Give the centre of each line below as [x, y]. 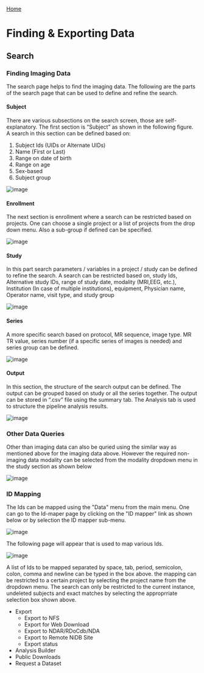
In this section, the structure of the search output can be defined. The [94, 386]
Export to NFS [42, 618]
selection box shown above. [41, 600]
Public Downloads [38, 657]
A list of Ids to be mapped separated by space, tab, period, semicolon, [94, 568]
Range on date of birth [43, 158]
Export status [41, 644]
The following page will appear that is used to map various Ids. [85, 544]
